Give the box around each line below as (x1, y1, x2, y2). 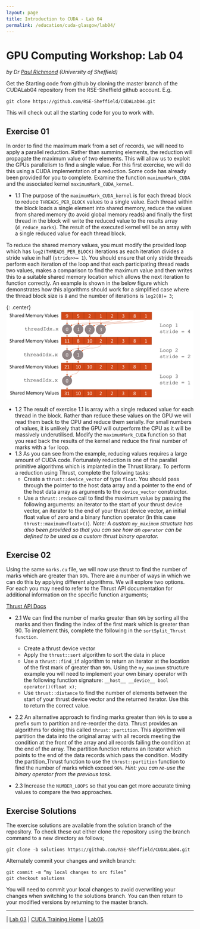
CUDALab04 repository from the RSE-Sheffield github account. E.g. (6, 87, 172, 94)
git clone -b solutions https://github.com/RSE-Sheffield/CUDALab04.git (6, 847, 190, 853)
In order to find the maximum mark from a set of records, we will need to (6, 142, 185, 149)
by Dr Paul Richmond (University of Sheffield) (6, 69, 118, 76)
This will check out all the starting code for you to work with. (6, 109, 155, 116)
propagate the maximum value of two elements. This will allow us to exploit (6, 155, 190, 162)
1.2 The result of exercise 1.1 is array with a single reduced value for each (14, 406, 194, 413)
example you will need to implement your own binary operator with (23, 670, 187, 678)
